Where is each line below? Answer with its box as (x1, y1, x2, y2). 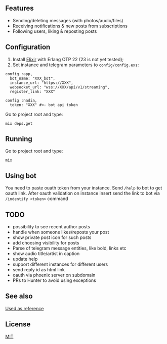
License (5, 320, 31, 329)
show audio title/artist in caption (12, 251, 80, 257)
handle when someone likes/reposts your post (12, 229, 109, 235)
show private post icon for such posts (12, 234, 92, 240)
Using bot (5, 171, 36, 180)
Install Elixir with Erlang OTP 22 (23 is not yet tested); (12, 56, 124, 62)
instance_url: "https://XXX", (10, 80, 73, 85)
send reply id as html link (12, 267, 65, 273)
